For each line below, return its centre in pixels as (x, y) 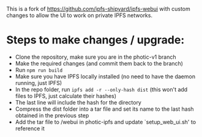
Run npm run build (39, 70)
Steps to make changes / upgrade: (95, 40)
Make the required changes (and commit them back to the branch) (99, 63)
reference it (30, 128)
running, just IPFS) (39, 83)
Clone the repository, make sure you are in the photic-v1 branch (95, 57)
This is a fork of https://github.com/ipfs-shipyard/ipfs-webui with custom (99, 9)
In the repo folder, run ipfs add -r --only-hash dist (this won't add (101, 89)
